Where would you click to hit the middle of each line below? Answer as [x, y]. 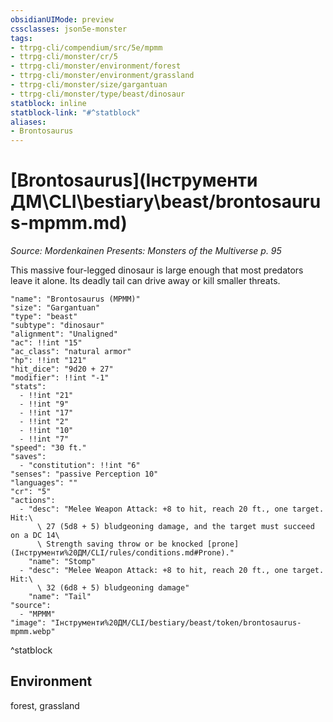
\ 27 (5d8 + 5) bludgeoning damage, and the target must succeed [175, 527]
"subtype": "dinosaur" [57, 326]
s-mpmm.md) [69, 223]
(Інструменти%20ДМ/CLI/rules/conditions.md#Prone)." [122, 553]
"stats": [28, 387]
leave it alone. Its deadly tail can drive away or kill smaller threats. [145, 281]
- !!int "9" [44, 404]
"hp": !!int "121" [48, 361]
